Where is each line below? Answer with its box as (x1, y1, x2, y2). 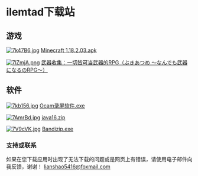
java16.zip (41, 113, 66, 121)
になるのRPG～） (6, 66, 48, 73)
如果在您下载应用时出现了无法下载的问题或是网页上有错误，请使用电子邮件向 (6, 156, 193, 163)
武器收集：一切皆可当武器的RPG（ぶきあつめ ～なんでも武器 (41, 59, 188, 66)
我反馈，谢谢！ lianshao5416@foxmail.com (6, 163, 111, 170)
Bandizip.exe (42, 125, 74, 132)
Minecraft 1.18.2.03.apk (40, 47, 97, 54)
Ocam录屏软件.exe (39, 102, 85, 109)
